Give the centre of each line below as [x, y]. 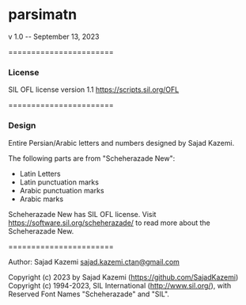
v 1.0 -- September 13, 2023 [54, 36]
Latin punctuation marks [59, 182]
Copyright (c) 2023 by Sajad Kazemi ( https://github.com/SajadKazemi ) [123, 277]
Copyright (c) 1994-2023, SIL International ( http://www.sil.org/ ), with [120, 285]
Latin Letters [40, 173]
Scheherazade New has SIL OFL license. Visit [82, 214]
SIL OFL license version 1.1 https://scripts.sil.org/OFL [94, 90]
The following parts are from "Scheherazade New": [92, 158]
